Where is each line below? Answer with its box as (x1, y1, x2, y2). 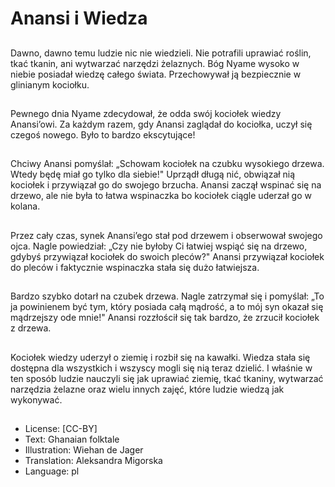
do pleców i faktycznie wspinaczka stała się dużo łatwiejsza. (10, 261, 260, 273)
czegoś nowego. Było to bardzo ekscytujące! (10, 128, 196, 141)
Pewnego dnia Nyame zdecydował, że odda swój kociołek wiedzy (10, 107, 282, 119)
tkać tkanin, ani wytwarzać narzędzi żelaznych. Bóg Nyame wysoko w (10, 57, 300, 69)
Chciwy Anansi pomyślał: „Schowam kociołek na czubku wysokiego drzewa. (10, 158, 325, 170)
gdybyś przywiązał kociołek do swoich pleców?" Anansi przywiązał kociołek (10, 250, 325, 262)
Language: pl (24, 465, 80, 477)
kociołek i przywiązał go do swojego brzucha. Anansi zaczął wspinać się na (10, 179, 322, 191)
